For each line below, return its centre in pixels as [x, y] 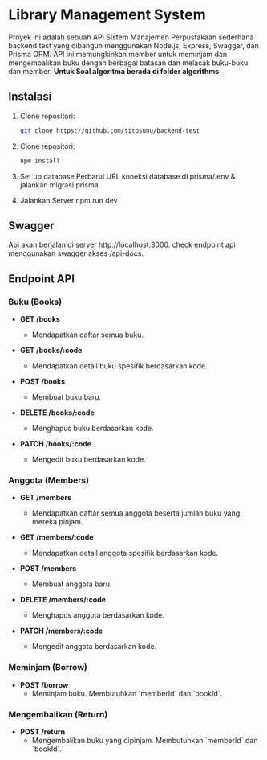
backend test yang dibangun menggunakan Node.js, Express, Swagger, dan [133, 45]
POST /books [42, 381]
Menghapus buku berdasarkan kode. [93, 428]
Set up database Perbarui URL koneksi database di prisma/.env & [127, 176]
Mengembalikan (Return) [58, 714]
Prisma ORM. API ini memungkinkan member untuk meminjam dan [117, 54]
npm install [40, 161]
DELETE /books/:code [57, 413]
